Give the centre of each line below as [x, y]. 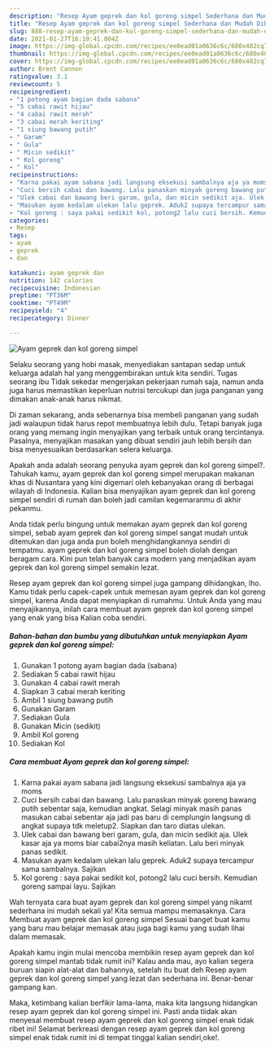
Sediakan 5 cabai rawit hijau [68, 674]
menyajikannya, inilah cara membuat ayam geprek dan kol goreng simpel [131, 609]
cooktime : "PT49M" [40, 303]
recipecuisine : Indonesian [55, 288]
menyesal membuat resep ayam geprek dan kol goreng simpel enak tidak [132, 1020]
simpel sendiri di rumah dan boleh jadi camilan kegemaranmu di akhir [125, 499]
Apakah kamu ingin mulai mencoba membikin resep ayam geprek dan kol [132, 952]
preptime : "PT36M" [40, 295]
